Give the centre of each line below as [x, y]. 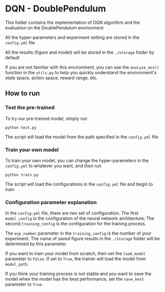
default [12, 57]
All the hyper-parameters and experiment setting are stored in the [72, 37]
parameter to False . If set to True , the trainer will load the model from [76, 259]
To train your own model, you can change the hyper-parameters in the [77, 160]
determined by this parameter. [36, 244]
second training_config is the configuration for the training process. [76, 224]
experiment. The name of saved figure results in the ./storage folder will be [82, 239]
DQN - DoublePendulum [56, 9]
